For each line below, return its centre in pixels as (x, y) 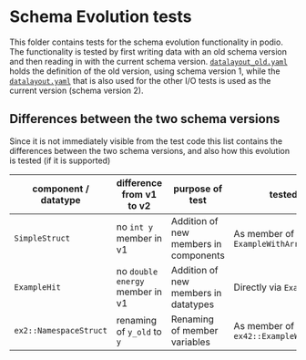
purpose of (198, 189)
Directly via (258, 287)
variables (191, 342)
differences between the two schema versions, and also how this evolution (149, 150)
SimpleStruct (42, 238)
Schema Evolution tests (101, 17)
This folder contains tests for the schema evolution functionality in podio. (147, 42)
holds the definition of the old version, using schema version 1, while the (145, 71)
